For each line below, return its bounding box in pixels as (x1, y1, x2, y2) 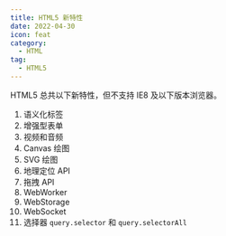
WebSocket (23, 205, 67, 217)
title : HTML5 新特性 (10, 13, 84, 23)
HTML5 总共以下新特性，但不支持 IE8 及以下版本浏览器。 (10, 90, 221, 100)
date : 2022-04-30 (10, 22, 76, 31)
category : (10, 38, 48, 48)
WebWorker (23, 186, 68, 197)
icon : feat (10, 30, 51, 39)
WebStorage (23, 196, 70, 207)
